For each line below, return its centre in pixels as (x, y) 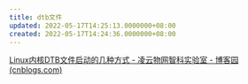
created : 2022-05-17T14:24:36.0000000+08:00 (93, 34)
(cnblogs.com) (36, 70)
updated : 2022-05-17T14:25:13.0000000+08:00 (93, 26)
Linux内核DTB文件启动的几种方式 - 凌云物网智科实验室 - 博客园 (124, 60)
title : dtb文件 (36, 17)
